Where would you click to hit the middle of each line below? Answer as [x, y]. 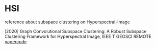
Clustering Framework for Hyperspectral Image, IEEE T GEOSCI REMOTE [78, 36]
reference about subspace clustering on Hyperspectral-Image [67, 22]
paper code [16, 41]
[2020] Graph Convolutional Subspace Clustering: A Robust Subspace [76, 31]
